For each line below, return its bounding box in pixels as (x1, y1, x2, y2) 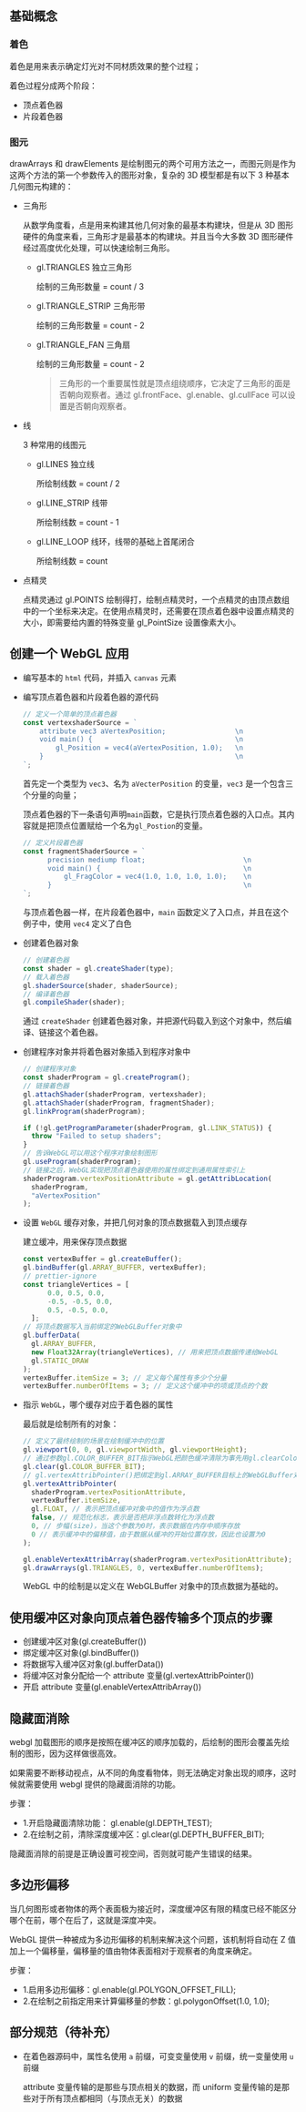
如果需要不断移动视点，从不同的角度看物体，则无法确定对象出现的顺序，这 (9, 1768, 289, 1779)
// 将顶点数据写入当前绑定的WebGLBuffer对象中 (22, 1322, 182, 1331)
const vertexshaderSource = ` (22, 718, 138, 727)
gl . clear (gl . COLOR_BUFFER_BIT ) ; (22, 1462, 146, 1471)
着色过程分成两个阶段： (9, 80, 97, 91)
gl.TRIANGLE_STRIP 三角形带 (36, 300, 146, 311)
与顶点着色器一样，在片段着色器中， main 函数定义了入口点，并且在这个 (22, 907, 290, 918)
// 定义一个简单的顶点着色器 (22, 709, 117, 719)
